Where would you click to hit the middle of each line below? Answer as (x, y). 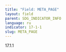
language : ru (18, 23)
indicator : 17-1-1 (23, 27)
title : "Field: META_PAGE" (32, 9)
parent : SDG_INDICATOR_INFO (33, 18)
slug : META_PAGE (21, 32)
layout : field (19, 14)
